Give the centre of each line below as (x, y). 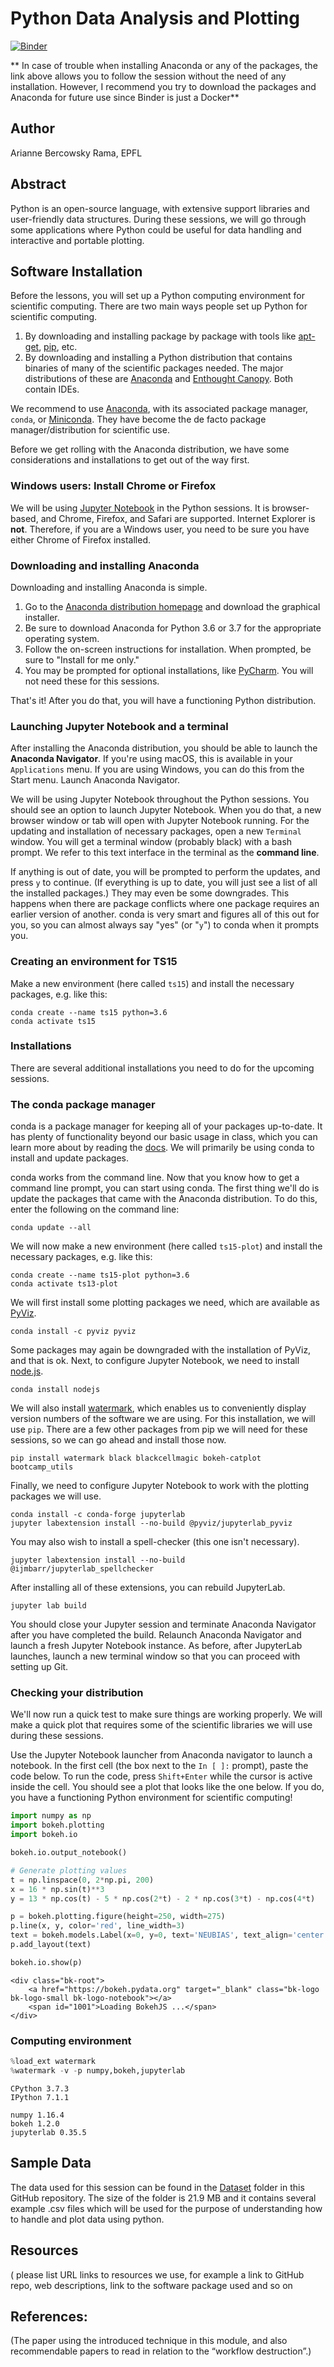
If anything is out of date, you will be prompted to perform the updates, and (165, 872)
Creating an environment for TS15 (94, 962)
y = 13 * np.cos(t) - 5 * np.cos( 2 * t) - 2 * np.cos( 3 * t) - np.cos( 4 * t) (163, 1898)
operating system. (62, 638)
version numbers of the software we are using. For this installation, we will (163, 1419)
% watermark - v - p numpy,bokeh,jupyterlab (98, 2071)
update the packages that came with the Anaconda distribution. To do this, (164, 1199)
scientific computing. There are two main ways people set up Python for (159, 306)
